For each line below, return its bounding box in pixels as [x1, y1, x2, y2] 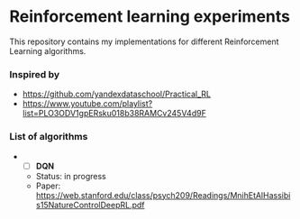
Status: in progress [35, 170, 106, 181]
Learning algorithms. [9, 45, 86, 56]
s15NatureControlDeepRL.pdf [35, 199, 146, 210]
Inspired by [9, 68, 60, 80]
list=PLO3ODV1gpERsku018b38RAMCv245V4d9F [22, 108, 207, 119]
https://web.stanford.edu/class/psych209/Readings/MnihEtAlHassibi [35, 189, 291, 200]
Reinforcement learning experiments [9, 6, 291, 27]
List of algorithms [9, 131, 88, 143]
